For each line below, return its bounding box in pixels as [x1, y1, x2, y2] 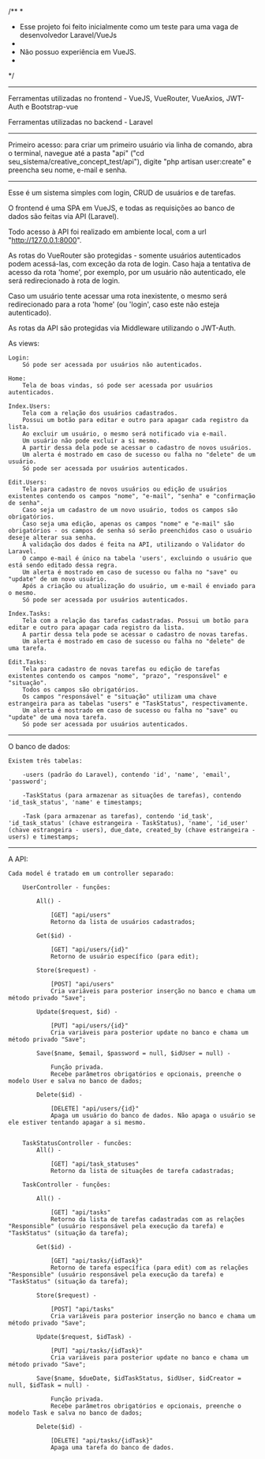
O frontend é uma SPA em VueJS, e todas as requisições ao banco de [8, 203, 235, 213]
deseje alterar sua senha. [8, 533, 97, 541]
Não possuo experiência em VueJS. [19, 47, 136, 56]
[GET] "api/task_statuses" [50, 1160, 140, 1168]
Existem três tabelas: [8, 757, 83, 765]
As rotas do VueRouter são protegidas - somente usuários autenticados [8, 251, 241, 260]
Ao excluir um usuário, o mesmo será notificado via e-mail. [22, 430, 227, 438]
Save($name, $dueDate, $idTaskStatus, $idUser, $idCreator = [36, 1374, 242, 1382]
